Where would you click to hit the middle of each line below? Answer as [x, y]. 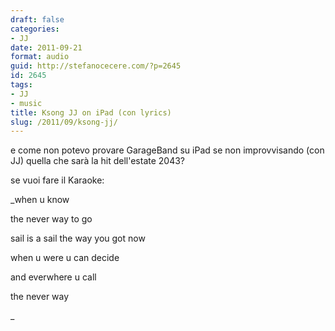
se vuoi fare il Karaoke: [57, 180]
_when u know [40, 200]
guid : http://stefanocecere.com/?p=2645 [96, 66]
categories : [35, 29]
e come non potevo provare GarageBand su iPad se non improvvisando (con [167, 150]
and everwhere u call [53, 277]
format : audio [40, 57]
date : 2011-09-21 [46, 47]
